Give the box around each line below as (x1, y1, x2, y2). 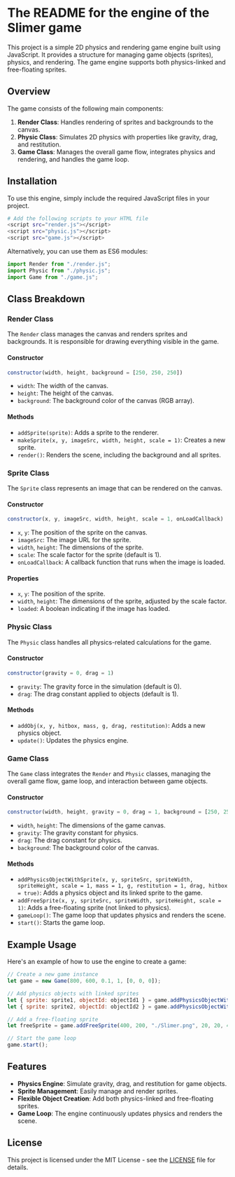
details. (7, 1163, 29, 1171)
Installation (7, 175, 57, 187)
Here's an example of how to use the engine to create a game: (7, 958, 187, 966)
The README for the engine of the (7, 5, 210, 21)
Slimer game (7, 20, 82, 36)
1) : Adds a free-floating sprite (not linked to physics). (17, 904, 171, 912)
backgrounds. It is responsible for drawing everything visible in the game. (7, 338, 219, 346)
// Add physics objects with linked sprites (7, 990, 139, 997)
